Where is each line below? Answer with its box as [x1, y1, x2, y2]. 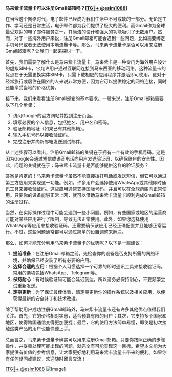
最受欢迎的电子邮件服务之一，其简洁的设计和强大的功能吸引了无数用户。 [5, 29, 158, 35]
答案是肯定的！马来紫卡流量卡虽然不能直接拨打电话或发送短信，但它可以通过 [5, 173, 167, 179]
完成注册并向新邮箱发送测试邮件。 [12, 138, 85, 144]
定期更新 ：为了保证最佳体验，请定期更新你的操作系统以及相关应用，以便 [12, 289, 165, 295]
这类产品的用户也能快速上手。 [9, 326, 73, 331]
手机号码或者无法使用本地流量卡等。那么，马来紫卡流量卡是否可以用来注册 [5, 42, 162, 48]
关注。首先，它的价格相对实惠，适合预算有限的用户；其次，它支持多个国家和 [5, 313, 167, 319]
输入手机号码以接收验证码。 [12, 132, 72, 138]
